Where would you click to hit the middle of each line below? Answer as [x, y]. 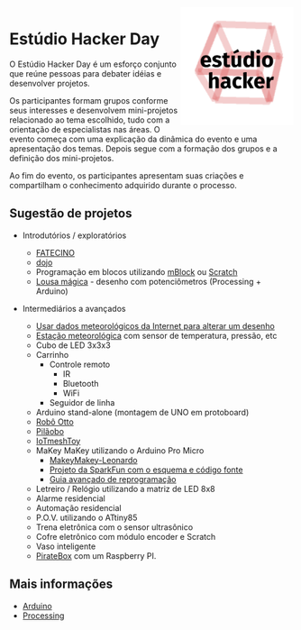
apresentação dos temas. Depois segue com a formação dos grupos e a [143, 148]
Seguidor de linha [82, 402]
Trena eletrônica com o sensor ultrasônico [114, 527]
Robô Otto [55, 422]
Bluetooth [81, 383]
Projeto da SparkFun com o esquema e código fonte [146, 470]
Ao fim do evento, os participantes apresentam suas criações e [127, 175]
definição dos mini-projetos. [62, 158]
